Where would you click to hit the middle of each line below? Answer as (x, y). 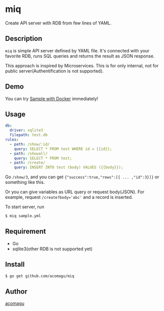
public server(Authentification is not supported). (54, 71)
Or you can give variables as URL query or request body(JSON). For (75, 192)
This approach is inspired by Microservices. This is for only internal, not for (82, 65)
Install (15, 264)
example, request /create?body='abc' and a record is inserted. (69, 197)
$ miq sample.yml (23, 216)
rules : (12, 140)
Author (16, 291)
